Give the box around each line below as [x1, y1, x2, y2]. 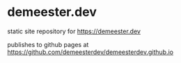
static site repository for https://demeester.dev [7, 27, 141, 35]
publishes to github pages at [7, 40, 89, 48]
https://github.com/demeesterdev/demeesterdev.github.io [7, 48, 174, 56]
